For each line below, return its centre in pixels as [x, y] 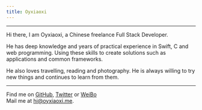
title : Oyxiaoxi [26, 12]
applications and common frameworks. [55, 59]
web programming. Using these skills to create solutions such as [86, 52]
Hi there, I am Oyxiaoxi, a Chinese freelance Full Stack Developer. [87, 34]
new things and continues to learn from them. [63, 77]
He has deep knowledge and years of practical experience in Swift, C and [97, 46]
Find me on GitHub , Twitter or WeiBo [52, 94]
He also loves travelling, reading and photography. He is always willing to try [101, 70]
